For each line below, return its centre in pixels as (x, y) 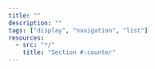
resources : (26, 38)
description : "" (35, 23)
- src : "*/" (36, 45)
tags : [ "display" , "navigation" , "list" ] (78, 30)
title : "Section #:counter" (69, 52)
